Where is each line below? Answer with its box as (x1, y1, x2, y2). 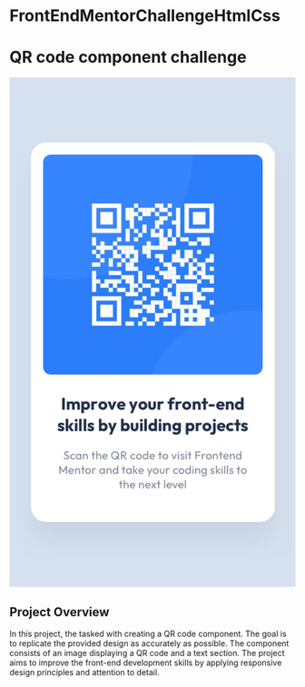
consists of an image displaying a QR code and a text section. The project (9, 648, 285, 659)
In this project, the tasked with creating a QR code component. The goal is (9, 628, 288, 640)
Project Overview (9, 604, 110, 620)
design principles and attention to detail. (9, 667, 161, 678)
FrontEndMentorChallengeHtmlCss (9, 5, 281, 26)
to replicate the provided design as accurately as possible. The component (9, 638, 290, 649)
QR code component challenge (9, 47, 247, 68)
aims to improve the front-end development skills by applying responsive (9, 657, 282, 668)
